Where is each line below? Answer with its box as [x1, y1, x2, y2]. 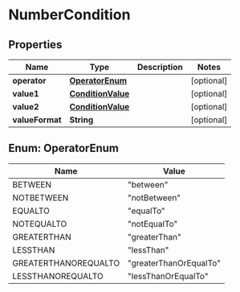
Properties [8, 38, 63, 51]
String [69, 114, 94, 125]
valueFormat [12, 114, 62, 125]
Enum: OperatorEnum [8, 142, 119, 155]
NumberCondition [8, 6, 131, 24]
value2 [12, 101, 39, 112]
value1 [12, 88, 39, 99]
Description [137, 62, 183, 72]
